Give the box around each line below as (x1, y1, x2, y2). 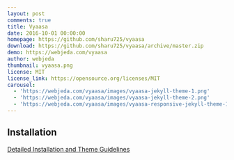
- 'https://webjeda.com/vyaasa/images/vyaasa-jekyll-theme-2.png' (13, 95, 210, 102)
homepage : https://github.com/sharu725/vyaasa (7, 36, 145, 43)
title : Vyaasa (7, 23, 49, 30)
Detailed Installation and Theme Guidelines (7, 145, 130, 153)
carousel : (7, 81, 36, 88)
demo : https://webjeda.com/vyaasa (7, 49, 108, 56)
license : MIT (7, 68, 45, 75)
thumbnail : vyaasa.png (7, 62, 73, 69)
